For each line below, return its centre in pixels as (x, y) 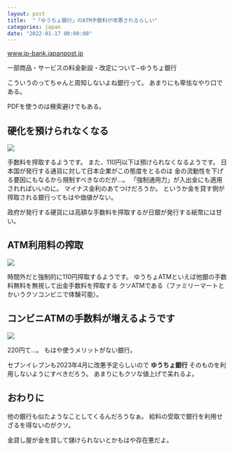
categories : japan (34, 27)
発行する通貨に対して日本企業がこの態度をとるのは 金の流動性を (118, 171)
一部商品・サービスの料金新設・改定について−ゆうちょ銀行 (92, 68)
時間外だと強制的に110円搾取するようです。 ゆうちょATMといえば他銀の (111, 276)
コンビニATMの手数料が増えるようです (91, 319)
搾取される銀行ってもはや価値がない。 (62, 197)
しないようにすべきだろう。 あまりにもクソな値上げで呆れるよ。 (105, 374)
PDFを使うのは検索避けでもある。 (56, 107)
